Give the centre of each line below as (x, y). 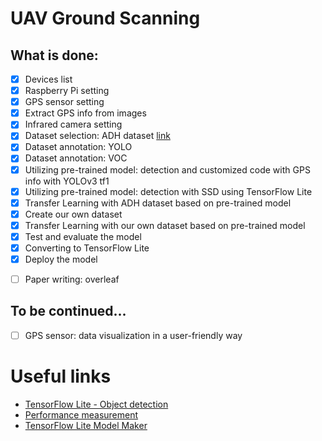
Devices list (48, 79)
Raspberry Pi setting (67, 91)
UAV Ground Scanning (105, 18)
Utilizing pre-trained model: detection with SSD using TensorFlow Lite (168, 191)
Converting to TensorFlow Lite (87, 248)
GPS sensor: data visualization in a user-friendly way (133, 335)
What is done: (54, 55)
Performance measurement (81, 414)
